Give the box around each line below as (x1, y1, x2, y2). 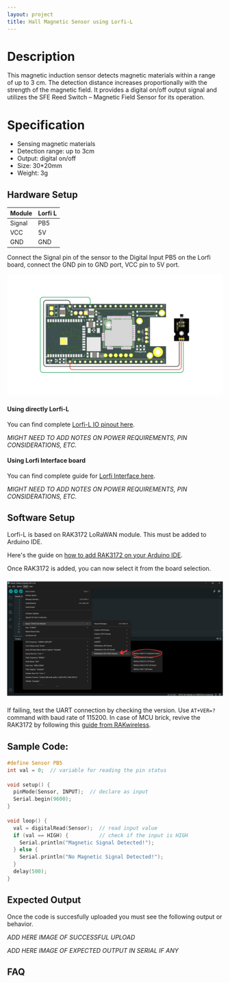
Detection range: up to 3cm (16, 147, 94, 156)
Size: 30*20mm (16, 162, 63, 170)
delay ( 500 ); (13, 868, 48, 875)
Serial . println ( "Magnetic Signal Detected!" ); (19, 839, 155, 846)
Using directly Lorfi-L (7, 405, 70, 413)
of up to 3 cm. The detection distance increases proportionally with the (7, 79, 207, 87)
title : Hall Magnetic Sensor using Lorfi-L (7, 18, 133, 25)
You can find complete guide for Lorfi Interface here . (7, 472, 156, 480)
